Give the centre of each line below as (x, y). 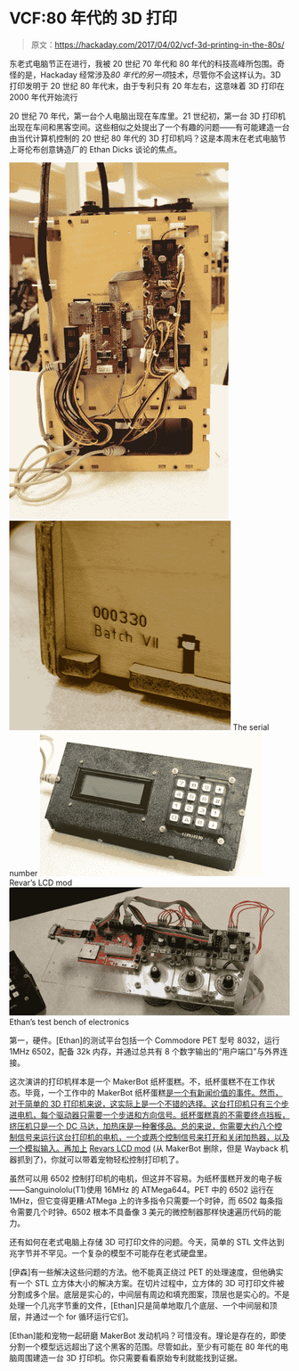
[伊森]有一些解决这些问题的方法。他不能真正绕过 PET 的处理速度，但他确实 (146, 1272)
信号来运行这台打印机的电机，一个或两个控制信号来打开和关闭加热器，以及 (153, 1137)
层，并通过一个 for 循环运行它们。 (71, 1317)
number (24, 873)
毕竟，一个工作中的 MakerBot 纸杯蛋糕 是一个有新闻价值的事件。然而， (154, 1092)
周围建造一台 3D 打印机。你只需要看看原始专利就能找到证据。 (129, 1358)
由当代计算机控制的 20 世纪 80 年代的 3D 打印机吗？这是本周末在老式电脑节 (148, 138)
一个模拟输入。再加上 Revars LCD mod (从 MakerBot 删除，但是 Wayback (144, 1148)
